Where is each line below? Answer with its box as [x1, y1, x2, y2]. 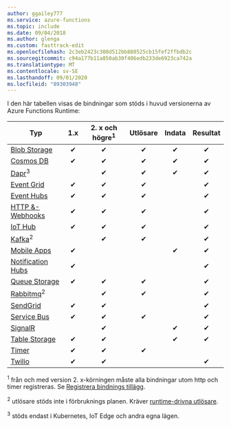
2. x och [90, 123, 118, 133]
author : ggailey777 [7, 10, 63, 17]
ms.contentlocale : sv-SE [7, 67, 78, 74]
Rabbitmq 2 [10, 288, 46, 299]
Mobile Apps [10, 246, 52, 256]
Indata [164, 128, 186, 138]
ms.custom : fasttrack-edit [7, 42, 85, 49]
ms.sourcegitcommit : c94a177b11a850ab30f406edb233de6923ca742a [7, 55, 192, 62]
